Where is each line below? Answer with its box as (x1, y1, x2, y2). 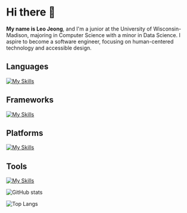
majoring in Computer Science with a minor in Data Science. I (30, 31, 180, 38)
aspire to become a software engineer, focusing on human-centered (6, 38, 174, 45)
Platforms (6, 128, 43, 138)
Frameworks (6, 95, 54, 105)
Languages (6, 62, 49, 72)
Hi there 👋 (6, 5, 55, 19)
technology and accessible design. (6, 44, 92, 51)
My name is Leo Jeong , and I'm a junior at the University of (6, 25, 152, 32)
